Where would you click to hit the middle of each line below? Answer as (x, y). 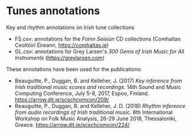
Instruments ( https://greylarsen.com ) (59, 58)
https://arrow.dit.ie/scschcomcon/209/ (62, 100)
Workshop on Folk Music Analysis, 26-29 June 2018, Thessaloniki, (96, 118)
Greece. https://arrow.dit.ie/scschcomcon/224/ (72, 125)
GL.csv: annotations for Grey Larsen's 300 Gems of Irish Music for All (99, 51)
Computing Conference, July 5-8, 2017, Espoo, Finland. (82, 93)
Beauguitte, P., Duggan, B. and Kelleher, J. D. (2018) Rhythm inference (100, 106)
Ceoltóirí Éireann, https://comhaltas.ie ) (62, 45)
